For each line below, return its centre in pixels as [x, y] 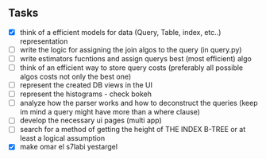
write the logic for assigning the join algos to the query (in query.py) [131, 49]
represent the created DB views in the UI [86, 85]
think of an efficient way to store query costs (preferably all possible [131, 68]
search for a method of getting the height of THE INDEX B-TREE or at [133, 130]
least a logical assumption [62, 138]
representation [44, 41]
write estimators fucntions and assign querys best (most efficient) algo [135, 58]
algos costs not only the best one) [75, 77]
